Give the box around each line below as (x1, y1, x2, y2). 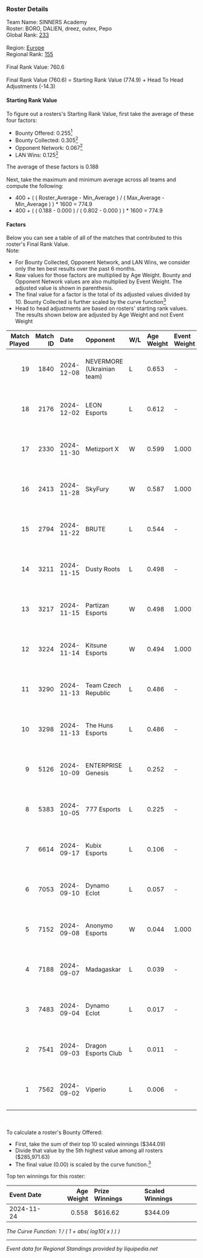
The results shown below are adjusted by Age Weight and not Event (14, 311, 184, 318)
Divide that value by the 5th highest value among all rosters (14, 1147, 163, 1154)
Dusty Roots (85, 564, 120, 573)
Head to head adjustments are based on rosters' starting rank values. (14, 305, 188, 312)
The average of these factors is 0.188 (6, 163, 98, 170)
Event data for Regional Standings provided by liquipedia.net (6, 1245, 158, 1252)
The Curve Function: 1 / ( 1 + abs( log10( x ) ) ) (6, 1227, 120, 1234)
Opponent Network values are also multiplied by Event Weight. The (14, 278, 182, 285)
